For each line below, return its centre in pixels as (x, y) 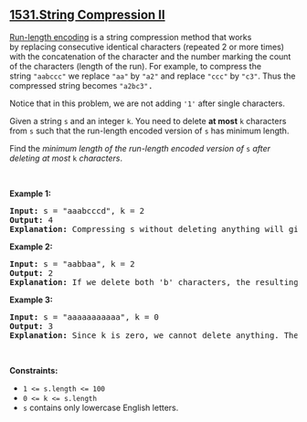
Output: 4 (31, 220)
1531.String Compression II (88, 15)
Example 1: (31, 193)
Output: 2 (31, 273)
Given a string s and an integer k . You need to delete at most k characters (148, 121)
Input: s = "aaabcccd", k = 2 (77, 211)
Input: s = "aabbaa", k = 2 (72, 264)
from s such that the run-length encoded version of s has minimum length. (149, 131)
